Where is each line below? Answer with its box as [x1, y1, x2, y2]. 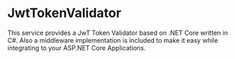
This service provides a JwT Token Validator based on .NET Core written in [7, 28, 229, 37]
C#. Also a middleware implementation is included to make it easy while [7, 36, 219, 44]
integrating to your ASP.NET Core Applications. [7, 43, 146, 52]
